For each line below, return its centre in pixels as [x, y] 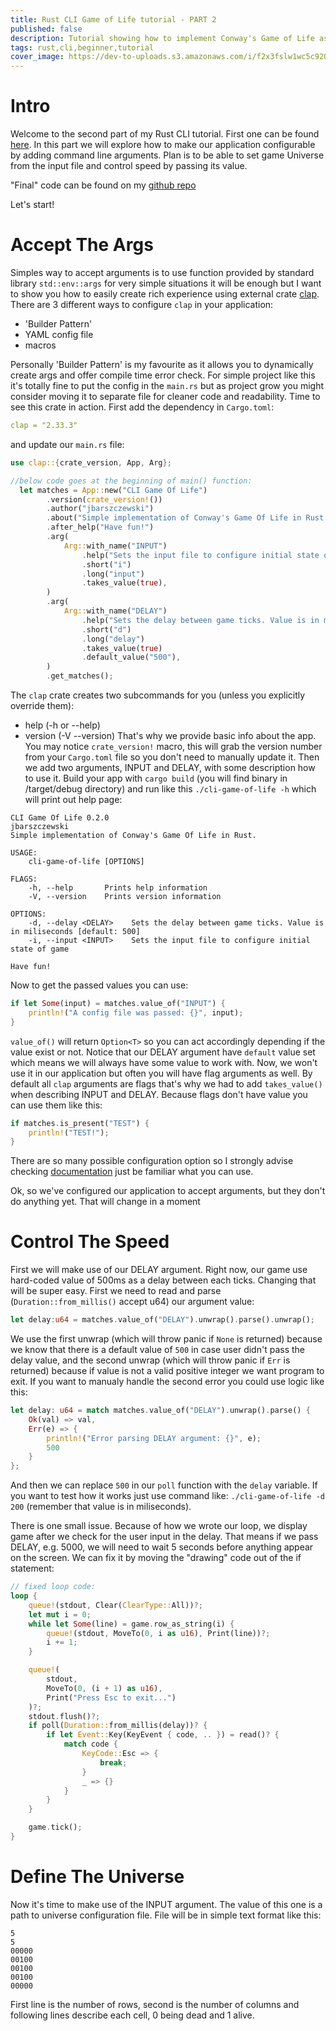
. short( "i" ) [106, 564]
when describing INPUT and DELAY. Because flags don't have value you [159, 1094]
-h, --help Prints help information [118, 888]
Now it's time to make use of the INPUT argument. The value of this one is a [166, 1904]
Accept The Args [82, 245]
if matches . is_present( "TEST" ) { [80, 1123]
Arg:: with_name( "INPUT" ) [115, 546]
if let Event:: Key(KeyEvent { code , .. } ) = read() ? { [163, 1735]
